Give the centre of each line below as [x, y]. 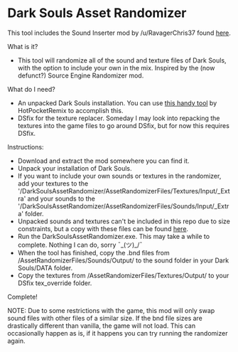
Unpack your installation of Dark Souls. [75, 168]
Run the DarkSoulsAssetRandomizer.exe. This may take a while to [114, 236]
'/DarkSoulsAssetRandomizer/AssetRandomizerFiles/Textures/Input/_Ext [124, 191]
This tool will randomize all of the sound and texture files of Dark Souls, [122, 60]
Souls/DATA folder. [45, 267]
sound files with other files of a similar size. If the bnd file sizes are [105, 318]
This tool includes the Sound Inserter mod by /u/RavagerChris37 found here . [119, 33]
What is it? [23, 46]
